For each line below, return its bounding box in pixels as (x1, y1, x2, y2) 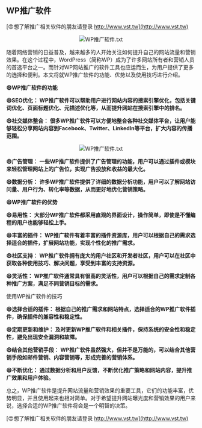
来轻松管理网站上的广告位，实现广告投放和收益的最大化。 (6, 165, 148, 172)
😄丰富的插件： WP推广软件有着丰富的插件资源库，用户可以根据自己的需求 (6, 231, 191, 239)
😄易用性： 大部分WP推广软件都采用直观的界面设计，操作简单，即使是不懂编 (6, 211, 196, 218)
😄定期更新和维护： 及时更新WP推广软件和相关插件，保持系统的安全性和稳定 (6, 326, 196, 333)
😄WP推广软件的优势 (6, 198, 58, 206)
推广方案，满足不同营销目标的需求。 (11, 280, 101, 287)
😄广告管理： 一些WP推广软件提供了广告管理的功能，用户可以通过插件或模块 (6, 157, 196, 165)
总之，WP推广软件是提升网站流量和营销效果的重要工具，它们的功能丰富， (6, 386, 189, 394)
